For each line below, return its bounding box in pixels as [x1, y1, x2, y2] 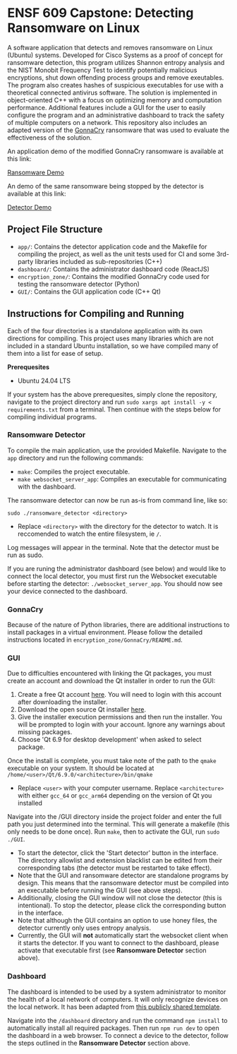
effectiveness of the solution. [7, 133, 92, 142]
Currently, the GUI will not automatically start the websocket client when [17, 931, 229, 940]
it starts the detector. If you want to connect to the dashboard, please [17, 939, 219, 947]
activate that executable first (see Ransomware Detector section [17, 946, 207, 954]
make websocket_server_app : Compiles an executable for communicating [17, 474, 227, 483]
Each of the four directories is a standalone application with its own [7, 326, 203, 335]
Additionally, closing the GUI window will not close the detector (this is [17, 894, 222, 902]
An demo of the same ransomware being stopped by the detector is [7, 181, 205, 190]
